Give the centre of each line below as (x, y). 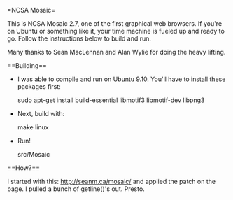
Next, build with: (41, 114)
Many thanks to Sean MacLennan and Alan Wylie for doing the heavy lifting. (116, 52)
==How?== (24, 168)
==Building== (27, 65)
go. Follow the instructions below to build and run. (79, 38)
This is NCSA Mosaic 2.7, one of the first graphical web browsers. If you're (115, 23)
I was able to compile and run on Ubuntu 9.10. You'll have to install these (121, 79)
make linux (33, 127)
